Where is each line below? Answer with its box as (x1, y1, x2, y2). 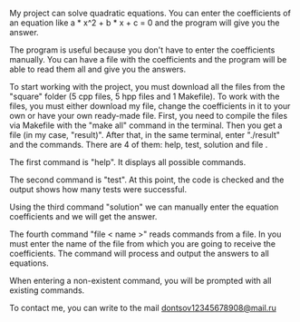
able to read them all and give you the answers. (9, 63, 187, 74)
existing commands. (9, 285, 85, 296)
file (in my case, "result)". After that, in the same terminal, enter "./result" (9, 130, 281, 140)
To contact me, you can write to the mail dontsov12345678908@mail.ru (9, 303, 276, 313)
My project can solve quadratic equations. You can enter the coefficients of (9, 8, 292, 18)
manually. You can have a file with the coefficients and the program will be (9, 54, 287, 64)
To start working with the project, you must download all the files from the (9, 82, 285, 92)
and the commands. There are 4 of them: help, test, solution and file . (9, 140, 268, 150)
